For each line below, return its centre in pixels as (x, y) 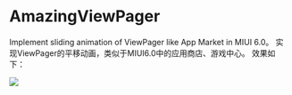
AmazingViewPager (85, 16)
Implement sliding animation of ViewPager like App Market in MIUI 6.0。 (142, 42)
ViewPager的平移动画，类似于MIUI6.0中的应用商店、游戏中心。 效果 (142, 53)
